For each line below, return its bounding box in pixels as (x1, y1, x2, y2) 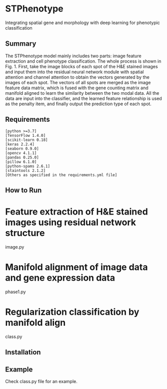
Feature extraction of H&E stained (5, 206, 148, 218)
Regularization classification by (5, 306, 139, 318)
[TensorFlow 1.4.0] (5, 133, 46, 138)
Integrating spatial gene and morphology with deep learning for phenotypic (5, 20, 160, 26)
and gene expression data (5, 272, 115, 284)
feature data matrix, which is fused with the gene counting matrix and (5, 85, 148, 91)
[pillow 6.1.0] (5, 159, 37, 164)
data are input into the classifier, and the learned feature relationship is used (5, 95, 162, 101)
